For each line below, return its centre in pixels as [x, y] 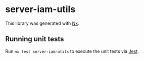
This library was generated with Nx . [42, 23]
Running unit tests [35, 39]
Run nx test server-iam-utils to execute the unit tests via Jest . [72, 51]
